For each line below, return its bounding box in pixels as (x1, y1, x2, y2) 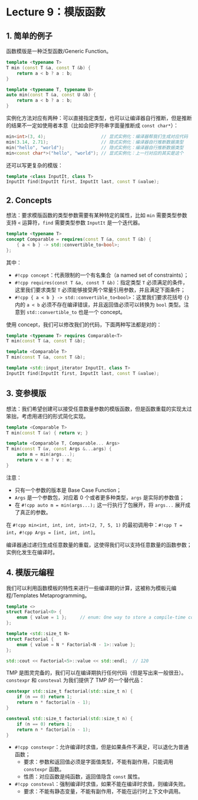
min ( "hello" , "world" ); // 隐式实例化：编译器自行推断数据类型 (6, 144, 184, 151)
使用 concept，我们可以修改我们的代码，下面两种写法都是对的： (6, 320, 162, 328)
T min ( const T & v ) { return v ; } (6, 430, 88, 436)
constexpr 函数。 (23, 766, 65, 773)
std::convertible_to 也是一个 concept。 (26, 308, 126, 315)
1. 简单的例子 (6, 31, 53, 41)
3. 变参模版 (6, 388, 47, 399)
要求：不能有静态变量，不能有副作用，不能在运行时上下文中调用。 (23, 788, 184, 795)
